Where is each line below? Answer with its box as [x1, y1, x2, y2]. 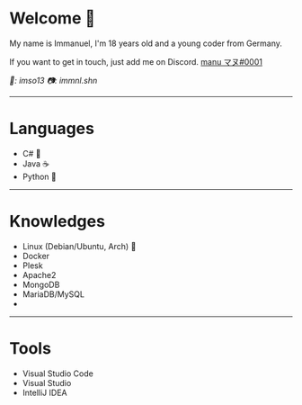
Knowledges [9, 211, 106, 232]
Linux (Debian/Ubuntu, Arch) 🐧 [22, 240, 137, 251]
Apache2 [22, 269, 57, 280]
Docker [22, 250, 50, 261]
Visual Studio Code [22, 368, 94, 379]
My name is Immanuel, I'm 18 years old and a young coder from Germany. [9, 38, 283, 49]
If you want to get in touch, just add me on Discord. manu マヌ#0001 [9, 56, 263, 67]
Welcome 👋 [9, 8, 96, 29]
